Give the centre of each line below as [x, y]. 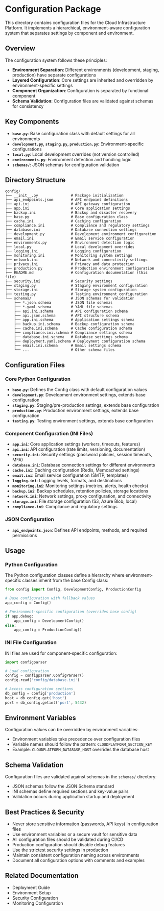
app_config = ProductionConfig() [48, 630]
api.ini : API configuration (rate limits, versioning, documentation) [79, 449]
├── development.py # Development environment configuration [81, 234]
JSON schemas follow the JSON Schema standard [63, 786]
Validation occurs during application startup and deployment [73, 797]
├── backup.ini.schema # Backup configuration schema [74, 324]
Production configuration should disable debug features [69, 845]
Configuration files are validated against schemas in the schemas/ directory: [81, 777]
